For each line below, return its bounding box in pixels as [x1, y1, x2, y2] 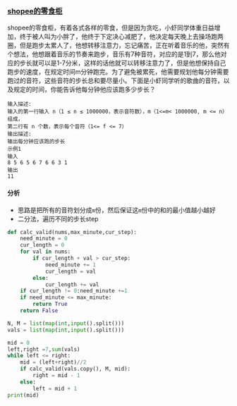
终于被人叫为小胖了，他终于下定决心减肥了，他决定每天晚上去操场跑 [19, 32, 217, 41]
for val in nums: [20, 248, 71, 255]
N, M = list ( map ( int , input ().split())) [7, 319, 125, 327]
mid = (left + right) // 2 [20, 359, 87, 366]
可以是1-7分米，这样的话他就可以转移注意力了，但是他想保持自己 [37, 59, 226, 68]
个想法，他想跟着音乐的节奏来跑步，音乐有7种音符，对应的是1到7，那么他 [7, 50, 221, 59]
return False [20, 307, 59, 314]
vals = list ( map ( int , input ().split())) [7, 326, 125, 333]
